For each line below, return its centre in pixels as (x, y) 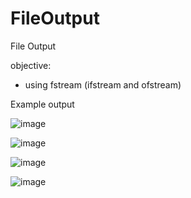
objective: (31, 65)
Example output (42, 104)
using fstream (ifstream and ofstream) (103, 84)
